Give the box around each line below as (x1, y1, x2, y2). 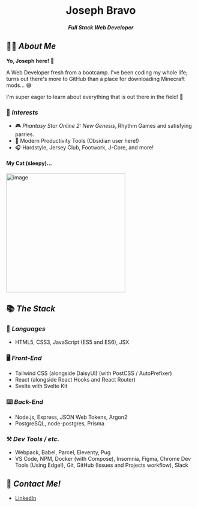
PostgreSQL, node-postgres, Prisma (14, 420, 105, 427)
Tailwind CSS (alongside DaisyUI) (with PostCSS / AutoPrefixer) (14, 370, 172, 377)
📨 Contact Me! (6, 479, 61, 489)
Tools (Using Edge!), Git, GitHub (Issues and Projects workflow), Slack (14, 461, 188, 469)
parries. (14, 130, 35, 138)
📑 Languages (6, 325, 46, 333)
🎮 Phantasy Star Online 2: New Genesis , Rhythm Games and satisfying (14, 122, 192, 129)
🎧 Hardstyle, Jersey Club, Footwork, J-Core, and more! (14, 143, 154, 151)
